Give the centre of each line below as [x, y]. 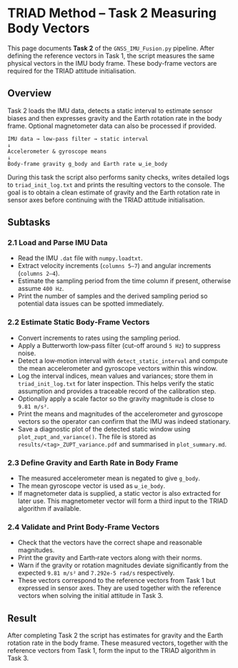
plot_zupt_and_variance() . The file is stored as [87, 437]
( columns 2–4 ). [39, 274]
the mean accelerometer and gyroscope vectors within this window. [118, 368]
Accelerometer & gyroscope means [57, 151]
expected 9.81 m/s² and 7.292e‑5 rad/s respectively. [96, 573]
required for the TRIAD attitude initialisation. [72, 71]
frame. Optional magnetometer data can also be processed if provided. [112, 126]
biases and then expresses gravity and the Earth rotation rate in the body [115, 118]
